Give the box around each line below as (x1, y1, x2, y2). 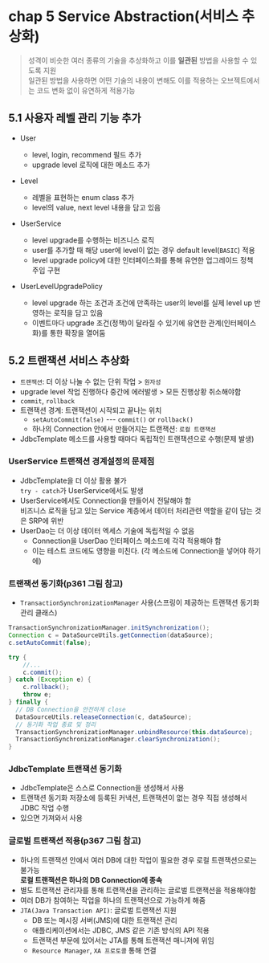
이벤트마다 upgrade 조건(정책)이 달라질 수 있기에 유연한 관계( (31, 318, 225, 328)
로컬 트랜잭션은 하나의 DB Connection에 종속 (19, 875, 163, 884)
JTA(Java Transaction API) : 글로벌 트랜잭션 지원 (19, 905, 177, 915)
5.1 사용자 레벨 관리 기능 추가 (8, 112, 142, 125)
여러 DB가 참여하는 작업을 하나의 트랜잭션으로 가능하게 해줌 (19, 895, 206, 904)
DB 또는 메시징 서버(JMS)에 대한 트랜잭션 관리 (31, 915, 178, 924)
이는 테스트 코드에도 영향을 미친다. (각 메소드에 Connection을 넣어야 (31, 545, 247, 555)
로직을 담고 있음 (53, 308, 104, 317)
